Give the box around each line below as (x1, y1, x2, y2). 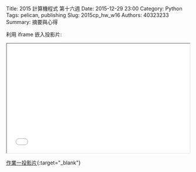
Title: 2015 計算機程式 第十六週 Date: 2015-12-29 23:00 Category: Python (6, 5, 183, 12)
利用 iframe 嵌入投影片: (6, 31, 63, 38)
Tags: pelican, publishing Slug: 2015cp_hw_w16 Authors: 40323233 (6, 12, 169, 19)
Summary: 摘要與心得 (6, 19, 58, 25)
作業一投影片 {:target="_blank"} (6, 159, 81, 166)
